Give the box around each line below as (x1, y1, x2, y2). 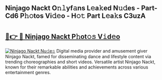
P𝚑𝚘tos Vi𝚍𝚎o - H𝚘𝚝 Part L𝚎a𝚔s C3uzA (19, 12, 146, 20)
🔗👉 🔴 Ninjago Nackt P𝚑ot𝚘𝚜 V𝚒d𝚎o (5, 32, 120, 41)
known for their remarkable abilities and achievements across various (5, 64, 148, 70)
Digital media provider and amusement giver (56, 48, 147, 54)
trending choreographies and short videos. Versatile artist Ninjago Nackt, (5, 59, 156, 65)
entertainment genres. (5, 70, 51, 75)
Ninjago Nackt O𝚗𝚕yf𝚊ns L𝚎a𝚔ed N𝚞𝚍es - (5, 4, 140, 12)
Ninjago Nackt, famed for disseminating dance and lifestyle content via (5, 54, 151, 59)
